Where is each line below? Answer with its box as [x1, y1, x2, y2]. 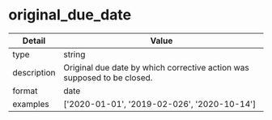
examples [12, 98, 50, 109]
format [12, 85, 38, 96]
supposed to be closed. [63, 71, 153, 83]
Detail [22, 35, 46, 46]
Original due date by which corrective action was [63, 62, 249, 73]
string [63, 49, 86, 60]
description [12, 66, 56, 78]
